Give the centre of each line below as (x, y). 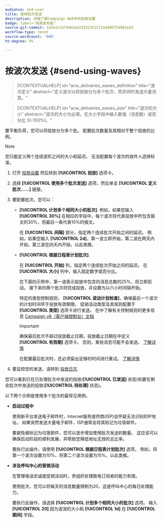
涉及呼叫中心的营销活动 (35, 466)
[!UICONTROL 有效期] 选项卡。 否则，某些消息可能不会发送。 (81, 342)
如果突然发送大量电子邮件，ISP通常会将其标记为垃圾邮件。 (80, 422)
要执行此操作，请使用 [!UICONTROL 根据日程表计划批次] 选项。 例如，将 (85, 449)
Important (29, 326)
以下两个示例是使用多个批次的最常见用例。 (48, 396)
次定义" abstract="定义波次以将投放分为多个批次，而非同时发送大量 (84, 91)
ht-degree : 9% (19, 41)
